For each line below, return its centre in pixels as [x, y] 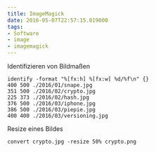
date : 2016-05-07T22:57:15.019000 [58, 20]
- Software [23, 33]
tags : [15, 27]
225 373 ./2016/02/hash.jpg [48, 97]
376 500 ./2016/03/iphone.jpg [52, 104]
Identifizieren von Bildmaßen [48, 66]
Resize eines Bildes [35, 129]
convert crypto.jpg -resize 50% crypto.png [72, 141]
